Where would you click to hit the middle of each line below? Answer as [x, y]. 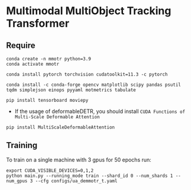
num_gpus [17, 181]
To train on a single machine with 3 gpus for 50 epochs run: [79, 160]
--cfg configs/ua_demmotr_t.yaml [76, 181]
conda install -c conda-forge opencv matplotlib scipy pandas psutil [94, 85]
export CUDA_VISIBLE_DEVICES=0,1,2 [50, 170]
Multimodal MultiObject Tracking [89, 11]
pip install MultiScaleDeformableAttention [61, 127]
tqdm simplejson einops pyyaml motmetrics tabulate [71, 90]
